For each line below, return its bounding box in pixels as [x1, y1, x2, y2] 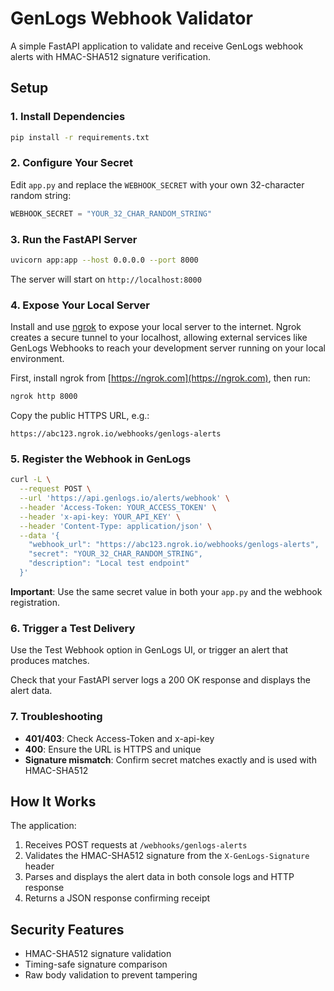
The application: [10, 820, 77, 832]
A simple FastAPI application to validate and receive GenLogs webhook [10, 40, 304, 52]
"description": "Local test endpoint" [28, 558, 190, 569]
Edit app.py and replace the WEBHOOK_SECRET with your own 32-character [10, 178, 305, 191]
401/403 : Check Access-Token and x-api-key [24, 732, 215, 744]
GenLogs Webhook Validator [10, 7, 253, 30]
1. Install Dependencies [10, 110, 126, 124]
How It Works [10, 793, 97, 810]
